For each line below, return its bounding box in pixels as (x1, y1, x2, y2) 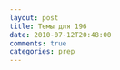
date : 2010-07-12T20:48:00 (9, 30, 112, 39)
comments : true (9, 38, 67, 48)
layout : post (9, 13, 59, 23)
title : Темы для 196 (9, 22, 88, 31)
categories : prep (9, 47, 75, 56)
